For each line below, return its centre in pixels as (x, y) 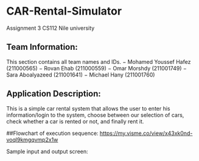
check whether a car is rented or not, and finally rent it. (75, 121)
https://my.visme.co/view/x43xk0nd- (146, 133)
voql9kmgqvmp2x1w (32, 139)
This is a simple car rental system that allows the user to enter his (88, 108)
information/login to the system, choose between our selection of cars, (95, 115)
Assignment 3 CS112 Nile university (51, 28)
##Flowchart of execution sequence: (52, 133)
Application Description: (54, 94)
